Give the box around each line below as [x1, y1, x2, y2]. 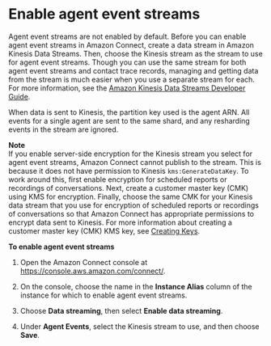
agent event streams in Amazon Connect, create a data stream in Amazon [8, 40, 255, 49]
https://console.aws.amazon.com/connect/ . [19, 266, 166, 276]
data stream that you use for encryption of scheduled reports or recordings [8, 200, 259, 210]
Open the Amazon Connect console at [19, 257, 148, 267]
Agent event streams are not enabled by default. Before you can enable [8, 32, 247, 41]
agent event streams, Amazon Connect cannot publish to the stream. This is [8, 157, 261, 167]
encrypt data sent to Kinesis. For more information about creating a [8, 217, 233, 227]
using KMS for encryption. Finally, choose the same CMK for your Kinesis [8, 192, 253, 201]
